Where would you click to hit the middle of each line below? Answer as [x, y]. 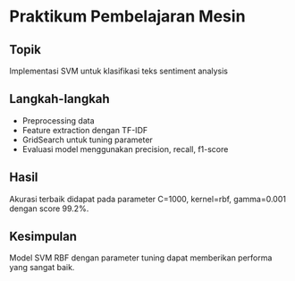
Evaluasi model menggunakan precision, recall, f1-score [125, 149]
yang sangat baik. [42, 268]
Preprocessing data [59, 120]
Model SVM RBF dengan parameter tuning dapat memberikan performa [141, 258]
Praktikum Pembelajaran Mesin [127, 17]
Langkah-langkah [59, 99]
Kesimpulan [43, 237]
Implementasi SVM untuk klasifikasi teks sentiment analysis [118, 71]
